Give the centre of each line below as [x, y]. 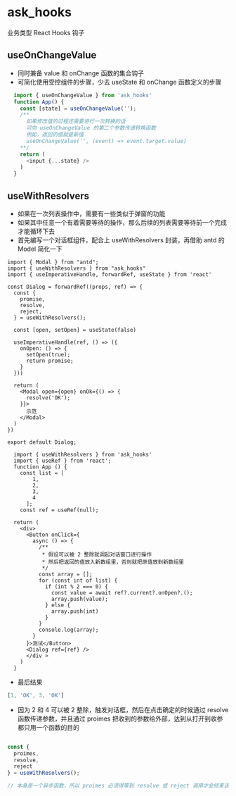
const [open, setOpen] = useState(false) [75, 330]
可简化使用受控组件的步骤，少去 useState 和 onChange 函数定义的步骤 [119, 82]
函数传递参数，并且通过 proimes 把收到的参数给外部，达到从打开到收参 [120, 719]
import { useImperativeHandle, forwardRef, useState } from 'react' [110, 274]
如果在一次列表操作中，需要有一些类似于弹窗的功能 [91, 213]
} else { [58, 605]
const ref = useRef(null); [59, 510]
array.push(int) [75, 611]
